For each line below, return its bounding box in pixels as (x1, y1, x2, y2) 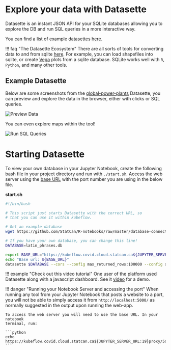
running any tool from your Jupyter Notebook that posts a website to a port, (5, 291, 164, 298)
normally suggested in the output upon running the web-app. (5, 302, 133, 309)
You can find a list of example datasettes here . (5, 36, 103, 42)
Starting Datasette (5, 148, 85, 160)
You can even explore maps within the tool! (5, 121, 96, 127)
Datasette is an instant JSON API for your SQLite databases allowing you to (5, 20, 163, 26)
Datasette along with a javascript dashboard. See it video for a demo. (5, 276, 150, 282)
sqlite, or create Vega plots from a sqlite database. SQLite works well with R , (5, 56, 164, 62)
